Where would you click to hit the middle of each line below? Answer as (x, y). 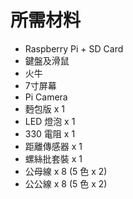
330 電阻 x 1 (50, 133)
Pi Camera (46, 97)
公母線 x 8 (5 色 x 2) (66, 171)
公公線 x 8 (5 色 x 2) (66, 183)
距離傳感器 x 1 (53, 146)
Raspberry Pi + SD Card (74, 48)
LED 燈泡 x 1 (50, 121)
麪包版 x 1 (45, 108)
